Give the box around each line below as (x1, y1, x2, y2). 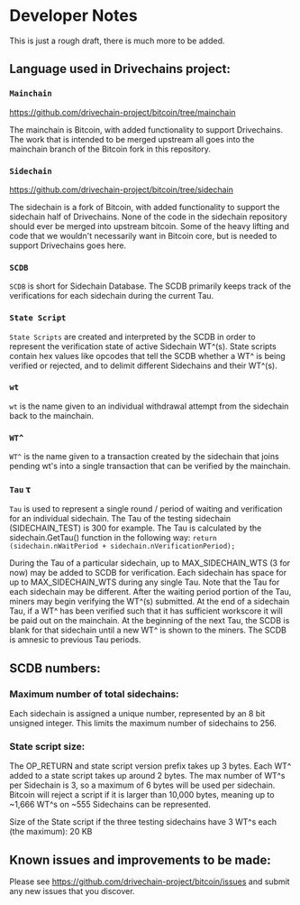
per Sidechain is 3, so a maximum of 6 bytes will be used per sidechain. (9, 780, 276, 790)
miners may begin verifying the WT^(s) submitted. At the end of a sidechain (9, 596, 290, 607)
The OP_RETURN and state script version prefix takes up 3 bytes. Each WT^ (9, 761, 291, 771)
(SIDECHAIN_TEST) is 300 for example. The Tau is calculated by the (9, 522, 262, 533)
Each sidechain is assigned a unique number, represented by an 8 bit (9, 708, 266, 719)
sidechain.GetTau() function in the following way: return (9, 532, 218, 543)
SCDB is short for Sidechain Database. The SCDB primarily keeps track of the (9, 281, 291, 291)
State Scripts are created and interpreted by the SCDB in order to (9, 331, 256, 342)
